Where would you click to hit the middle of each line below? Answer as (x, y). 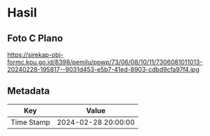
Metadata (29, 91)
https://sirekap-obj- (35, 55)
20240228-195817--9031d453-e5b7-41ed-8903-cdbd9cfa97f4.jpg (103, 69)
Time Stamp (31, 122)
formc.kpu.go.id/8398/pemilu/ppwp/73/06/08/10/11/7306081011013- (105, 62)
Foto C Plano (35, 38)
